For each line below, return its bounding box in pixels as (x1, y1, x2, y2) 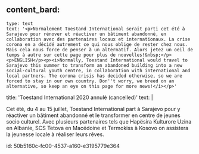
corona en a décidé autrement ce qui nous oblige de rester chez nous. (6, 41, 188, 47)
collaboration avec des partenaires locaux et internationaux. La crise (6, 36, 191, 42)
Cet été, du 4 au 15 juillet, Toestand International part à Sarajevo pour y (6, 105, 181, 112)
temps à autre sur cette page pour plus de (6, 52, 116, 58)
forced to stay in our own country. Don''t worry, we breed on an (6, 78, 175, 84)
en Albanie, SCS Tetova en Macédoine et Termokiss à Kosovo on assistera (6, 124, 189, 131)
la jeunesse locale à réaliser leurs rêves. (6, 131, 104, 138)
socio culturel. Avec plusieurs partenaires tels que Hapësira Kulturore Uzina (6, 118, 192, 125)
